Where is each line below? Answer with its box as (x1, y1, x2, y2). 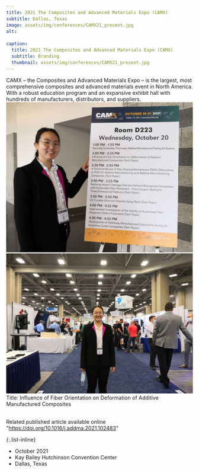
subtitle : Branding (11, 53, 60, 59)
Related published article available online (6, 418, 106, 426)
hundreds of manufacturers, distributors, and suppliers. (6, 95, 142, 103)
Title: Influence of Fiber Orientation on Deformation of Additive (6, 394, 159, 401)
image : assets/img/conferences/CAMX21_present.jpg (6, 22, 134, 28)
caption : (6, 41, 28, 47)
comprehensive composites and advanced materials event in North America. (6, 83, 193, 90)
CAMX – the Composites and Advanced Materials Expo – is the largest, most (6, 76, 192, 84)
